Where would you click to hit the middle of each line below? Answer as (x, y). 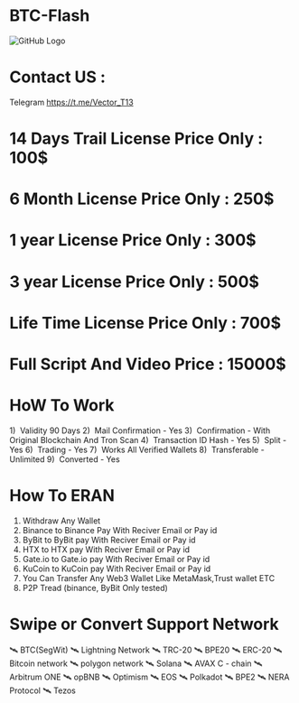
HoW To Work (62, 406)
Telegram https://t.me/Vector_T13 (71, 102)
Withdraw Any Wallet (61, 521)
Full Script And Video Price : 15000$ (148, 364)
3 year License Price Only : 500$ (135, 282)
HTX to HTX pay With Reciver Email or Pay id (106, 549)
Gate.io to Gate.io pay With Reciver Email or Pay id (116, 559)
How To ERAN (62, 496)
